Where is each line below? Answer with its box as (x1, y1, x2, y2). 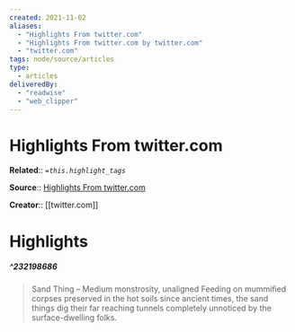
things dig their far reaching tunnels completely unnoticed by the (31, 302, 272, 314)
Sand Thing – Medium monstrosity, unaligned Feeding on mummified (31, 284, 287, 294)
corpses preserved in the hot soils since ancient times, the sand (31, 293, 269, 304)
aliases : (9, 22, 42, 31)
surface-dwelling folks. (31, 312, 117, 323)
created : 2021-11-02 (9, 13, 87, 22)
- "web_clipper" (17, 96, 78, 106)
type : (9, 64, 30, 73)
